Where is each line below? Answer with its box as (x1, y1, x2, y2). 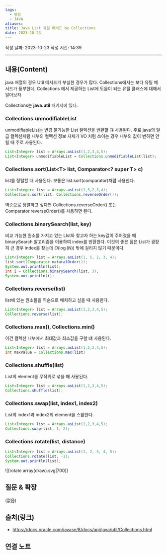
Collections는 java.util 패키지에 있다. (5, 102, 78, 108)
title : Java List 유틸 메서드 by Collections (5, 26, 96, 31)
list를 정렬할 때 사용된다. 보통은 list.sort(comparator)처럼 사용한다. (5, 177, 135, 184)
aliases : (5, 21, 23, 26)
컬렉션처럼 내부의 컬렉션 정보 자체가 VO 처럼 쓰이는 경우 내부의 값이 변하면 (10, 133, 155, 139)
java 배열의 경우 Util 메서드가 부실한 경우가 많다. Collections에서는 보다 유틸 (5, 79, 153, 85)
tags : (5, 7, 16, 12)
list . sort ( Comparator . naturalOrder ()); (5, 259, 88, 265)
